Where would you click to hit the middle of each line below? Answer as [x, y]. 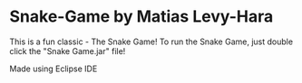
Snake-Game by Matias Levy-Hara [141, 17]
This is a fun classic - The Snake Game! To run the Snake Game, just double [151, 41]
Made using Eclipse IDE [54, 69]
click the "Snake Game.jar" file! [68, 51]
